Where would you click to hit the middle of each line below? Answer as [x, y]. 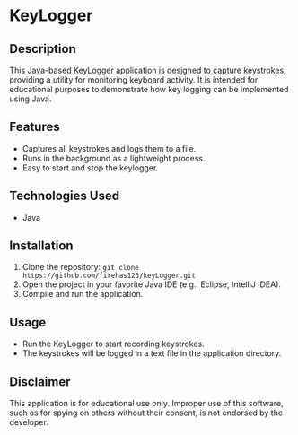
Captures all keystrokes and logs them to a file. [109, 148]
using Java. [31, 99]
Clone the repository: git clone [80, 267]
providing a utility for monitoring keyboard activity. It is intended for [134, 80]
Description [43, 49]
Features [35, 127]
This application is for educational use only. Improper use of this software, [147, 404]
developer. [29, 422]
